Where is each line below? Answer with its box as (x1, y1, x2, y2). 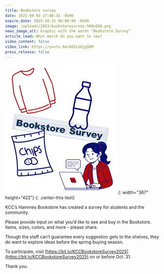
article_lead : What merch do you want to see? (5, 34, 102, 39)
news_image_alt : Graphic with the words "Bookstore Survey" (5, 29, 131, 34)
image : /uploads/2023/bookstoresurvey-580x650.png (5, 24, 111, 29)
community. (5, 209, 29, 215)
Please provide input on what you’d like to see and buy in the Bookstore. (5, 219, 152, 225)
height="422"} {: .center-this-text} (5, 195, 75, 201)
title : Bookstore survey (5, 8, 56, 13)
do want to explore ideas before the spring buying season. (5, 239, 124, 245)
